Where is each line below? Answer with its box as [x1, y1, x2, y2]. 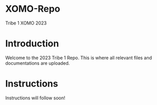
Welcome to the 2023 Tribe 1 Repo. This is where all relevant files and [5, 55, 152, 61]
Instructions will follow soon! [5, 95, 65, 101]
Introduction [5, 38, 59, 49]
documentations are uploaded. [5, 60, 70, 66]
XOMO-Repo [5, 3, 60, 15]
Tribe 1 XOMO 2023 [5, 20, 47, 26]
